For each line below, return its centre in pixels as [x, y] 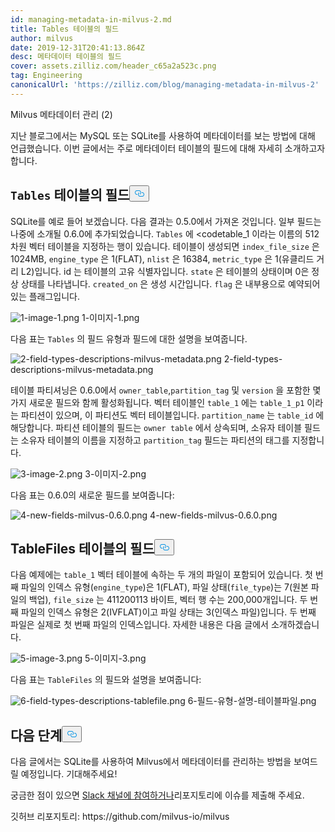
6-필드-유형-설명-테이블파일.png [252, 701]
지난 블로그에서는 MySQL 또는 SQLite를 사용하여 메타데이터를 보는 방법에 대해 [163, 135]
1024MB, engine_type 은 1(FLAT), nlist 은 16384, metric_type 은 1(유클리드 [162, 258]
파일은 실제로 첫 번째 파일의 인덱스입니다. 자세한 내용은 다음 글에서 [139, 625]
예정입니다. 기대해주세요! [69, 774]
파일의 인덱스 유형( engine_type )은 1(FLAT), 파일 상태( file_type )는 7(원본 [164, 587]
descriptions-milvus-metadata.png [82, 369]
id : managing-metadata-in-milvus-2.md [91, 19]
